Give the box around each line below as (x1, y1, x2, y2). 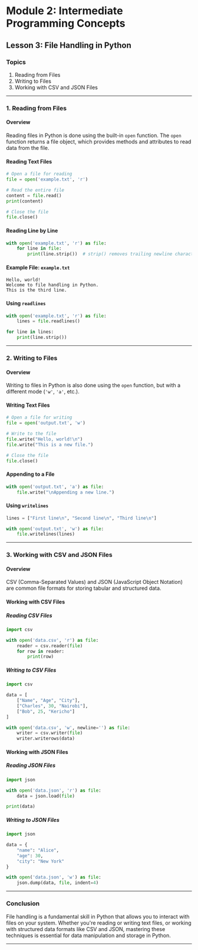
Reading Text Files (6, 158, 52, 165)
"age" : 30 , (16, 853, 44, 858)
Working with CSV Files (6, 598, 65, 606)
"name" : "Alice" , (16, 847, 60, 853)
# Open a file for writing (6, 414, 72, 420)
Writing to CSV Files (6, 666, 57, 674)
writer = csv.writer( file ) (16, 730, 83, 736)
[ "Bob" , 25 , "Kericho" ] (16, 709, 75, 714)
